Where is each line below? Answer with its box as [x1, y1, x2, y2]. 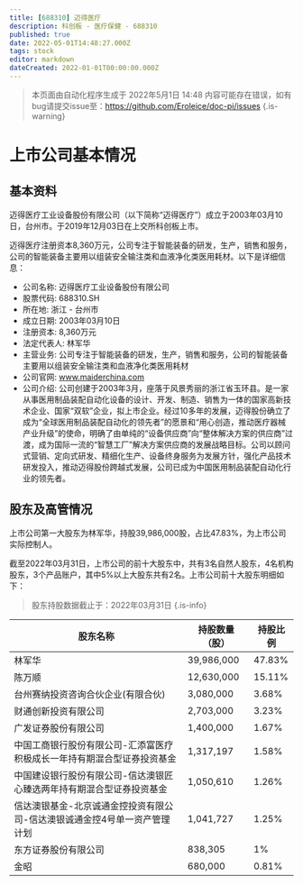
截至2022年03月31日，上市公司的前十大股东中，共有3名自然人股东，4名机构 [9, 558, 294, 569]
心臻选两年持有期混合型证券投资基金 [14, 782, 169, 795]
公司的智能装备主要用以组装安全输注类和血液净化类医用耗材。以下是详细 [9, 251, 278, 261]
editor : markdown [9, 55, 75, 64]
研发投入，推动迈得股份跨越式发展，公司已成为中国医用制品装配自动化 [22, 461, 284, 472]
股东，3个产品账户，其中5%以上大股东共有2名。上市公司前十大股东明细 [9, 569, 277, 579]
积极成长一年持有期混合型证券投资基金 [14, 752, 178, 764]
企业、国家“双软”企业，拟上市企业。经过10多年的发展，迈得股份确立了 [30, 405, 291, 415]
